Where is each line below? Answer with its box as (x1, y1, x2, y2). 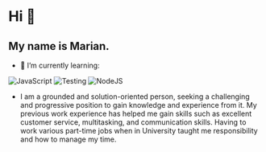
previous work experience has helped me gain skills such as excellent (19, 109, 252, 118)
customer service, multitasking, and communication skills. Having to (19, 117, 247, 127)
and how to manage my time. (19, 134, 117, 144)
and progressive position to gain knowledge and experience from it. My (19, 101, 258, 109)
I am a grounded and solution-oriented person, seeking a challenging (19, 92, 250, 101)
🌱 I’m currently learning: (19, 60, 100, 70)
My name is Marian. (8, 39, 110, 53)
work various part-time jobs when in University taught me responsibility (19, 126, 258, 135)
